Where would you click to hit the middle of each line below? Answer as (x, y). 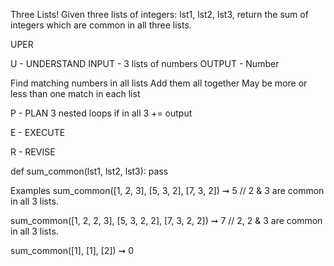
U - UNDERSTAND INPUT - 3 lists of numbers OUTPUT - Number (145, 63)
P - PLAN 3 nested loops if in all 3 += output (101, 113)
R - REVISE (33, 152)
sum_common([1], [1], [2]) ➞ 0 (72, 250)
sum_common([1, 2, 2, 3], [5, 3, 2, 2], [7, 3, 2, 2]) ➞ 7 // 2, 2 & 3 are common (166, 220)
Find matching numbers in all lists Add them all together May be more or (159, 83)
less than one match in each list (75, 93)
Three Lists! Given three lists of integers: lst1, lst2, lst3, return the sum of (159, 14)
